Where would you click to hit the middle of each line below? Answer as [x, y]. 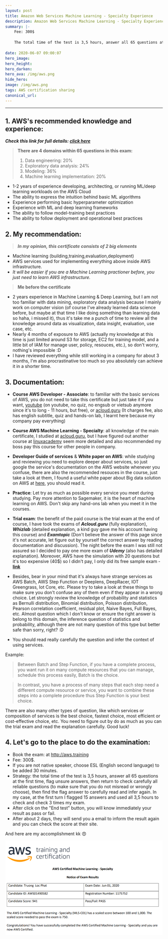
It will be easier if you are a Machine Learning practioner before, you [83, 272]
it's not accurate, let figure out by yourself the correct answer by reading [87, 540]
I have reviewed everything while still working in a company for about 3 [86, 356]
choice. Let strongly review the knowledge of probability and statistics [85, 598]
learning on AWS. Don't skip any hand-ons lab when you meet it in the [84, 504]
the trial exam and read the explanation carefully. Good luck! [67, 727]
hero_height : [19, 64]
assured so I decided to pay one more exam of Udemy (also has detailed [87, 551]
